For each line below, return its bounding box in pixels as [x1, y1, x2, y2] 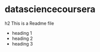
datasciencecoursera [4, 4, 95, 15]
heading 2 [11, 35, 33, 41]
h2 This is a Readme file [4, 20, 54, 26]
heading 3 [11, 40, 33, 46]
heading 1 [11, 30, 32, 36]
